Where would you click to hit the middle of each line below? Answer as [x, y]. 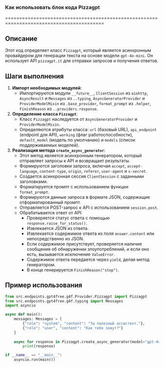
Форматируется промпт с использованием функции [74, 186]
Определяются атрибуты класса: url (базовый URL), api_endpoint [88, 129]
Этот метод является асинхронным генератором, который [81, 155]
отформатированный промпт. [50, 202]
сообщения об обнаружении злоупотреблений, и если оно [88, 249]
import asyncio [20, 306]
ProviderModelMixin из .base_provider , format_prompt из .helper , [85, 103]
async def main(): [24, 315]
